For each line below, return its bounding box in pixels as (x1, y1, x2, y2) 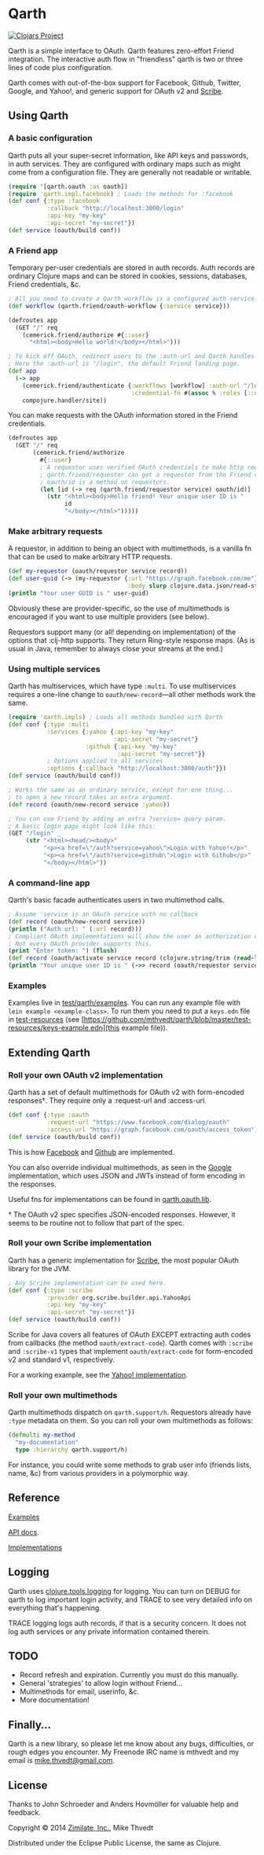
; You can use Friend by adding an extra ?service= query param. (8, 815, 226, 823)
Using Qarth (8, 109, 69, 123)
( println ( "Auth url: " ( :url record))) (8, 925, 143, 933)
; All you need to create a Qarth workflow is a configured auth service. (8, 295, 258, 303)
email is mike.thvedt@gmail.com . (8, 1756, 115, 1765)
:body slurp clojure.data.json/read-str (127, 582, 262, 590)
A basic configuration (8, 133, 93, 144)
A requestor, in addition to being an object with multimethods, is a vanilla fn (8, 544, 252, 553)
